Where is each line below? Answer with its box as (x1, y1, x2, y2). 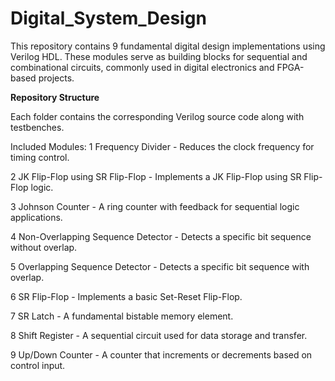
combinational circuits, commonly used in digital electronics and (10, 61, 275, 73)
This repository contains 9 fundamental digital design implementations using (10, 40, 326, 52)
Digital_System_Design (10, 7, 207, 30)
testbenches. (10, 121, 65, 133)
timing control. (10, 151, 70, 163)
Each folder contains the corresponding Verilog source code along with (10, 110, 305, 122)
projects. (38, 72, 75, 84)
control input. (10, 359, 66, 371)
